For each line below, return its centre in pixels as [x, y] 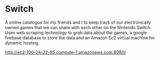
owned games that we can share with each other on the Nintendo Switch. [78, 27]
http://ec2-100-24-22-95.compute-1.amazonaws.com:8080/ [65, 52]
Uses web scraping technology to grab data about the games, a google [76, 32]
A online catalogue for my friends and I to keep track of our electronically [78, 22]
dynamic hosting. [22, 43]
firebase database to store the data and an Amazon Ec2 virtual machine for [80, 38]
